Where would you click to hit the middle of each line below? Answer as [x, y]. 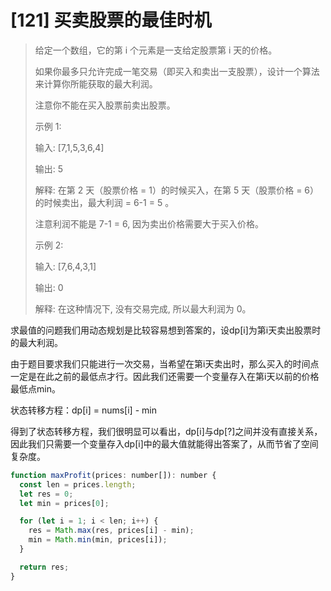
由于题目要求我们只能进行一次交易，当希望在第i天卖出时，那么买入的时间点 [165, 363]
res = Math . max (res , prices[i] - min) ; [111, 531]
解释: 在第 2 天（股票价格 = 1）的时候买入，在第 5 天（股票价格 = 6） [177, 190]
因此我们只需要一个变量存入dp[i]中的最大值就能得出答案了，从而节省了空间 [164, 443]
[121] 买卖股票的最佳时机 [111, 20]
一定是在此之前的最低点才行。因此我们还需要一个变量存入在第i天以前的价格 [165, 376]
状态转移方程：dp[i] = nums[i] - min [83, 410]
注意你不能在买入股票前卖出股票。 [105, 105]
